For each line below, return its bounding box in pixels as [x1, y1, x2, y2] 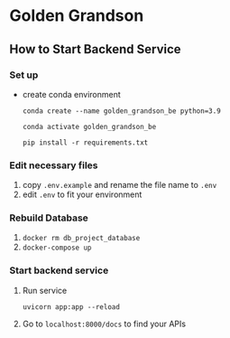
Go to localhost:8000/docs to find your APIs [22, 318, 187, 329]
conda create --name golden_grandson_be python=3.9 [22, 106, 221, 116]
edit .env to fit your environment [22, 189, 143, 200]
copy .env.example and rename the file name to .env [22, 180, 217, 191]
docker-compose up [22, 243, 92, 253]
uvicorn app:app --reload [22, 302, 120, 312]
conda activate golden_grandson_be [22, 122, 157, 131]
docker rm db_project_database [22, 234, 141, 243]
